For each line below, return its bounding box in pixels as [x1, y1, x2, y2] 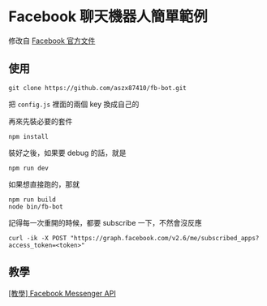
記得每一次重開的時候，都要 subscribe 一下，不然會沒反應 [8, 218, 203, 227]
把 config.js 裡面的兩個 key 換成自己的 [8, 99, 140, 109]
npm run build [8, 196, 57, 204]
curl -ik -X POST [8, 234, 67, 242]
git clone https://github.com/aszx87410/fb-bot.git [8, 84, 187, 92]
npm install [8, 132, 49, 140]
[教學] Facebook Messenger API [8, 288, 116, 298]
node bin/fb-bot [8, 202, 63, 211]
